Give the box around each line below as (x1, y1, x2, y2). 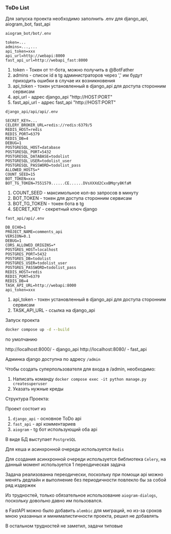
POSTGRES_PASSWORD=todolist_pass (5, 265, 77, 270)
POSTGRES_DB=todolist (5, 256, 52, 262)
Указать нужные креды (12, 386, 64, 392)
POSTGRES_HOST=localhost (5, 247, 58, 252)
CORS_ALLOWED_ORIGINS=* (5, 243, 56, 248)
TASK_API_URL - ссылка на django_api (12, 307, 95, 313)
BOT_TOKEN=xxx (5, 176, 36, 181)
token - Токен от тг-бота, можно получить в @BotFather (12, 67, 134, 73)
